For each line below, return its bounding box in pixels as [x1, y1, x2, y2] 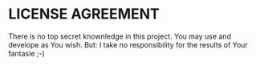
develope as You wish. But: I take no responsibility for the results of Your [8, 39, 249, 49]
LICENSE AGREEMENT [8, 5, 160, 23]
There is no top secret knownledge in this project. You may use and [8, 31, 231, 41]
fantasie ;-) [8, 48, 46, 58]
